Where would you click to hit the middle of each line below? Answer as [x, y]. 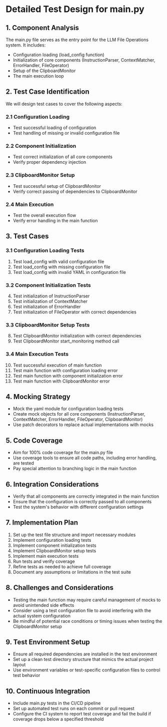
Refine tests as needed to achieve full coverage [62, 566]
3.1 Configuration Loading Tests [45, 250]
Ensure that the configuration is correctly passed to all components [82, 502]
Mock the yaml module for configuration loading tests [68, 409]
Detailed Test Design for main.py [75, 9]
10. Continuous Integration [48, 691]
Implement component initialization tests [54, 545]
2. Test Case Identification [47, 92]
